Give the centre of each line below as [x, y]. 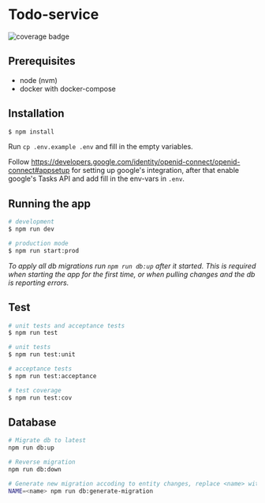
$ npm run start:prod [44, 250]
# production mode [38, 243]
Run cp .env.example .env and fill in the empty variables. [101, 147]
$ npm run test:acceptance [52, 376]
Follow [19, 162]
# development [32, 222]
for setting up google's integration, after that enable [155, 171]
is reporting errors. [39, 283]
